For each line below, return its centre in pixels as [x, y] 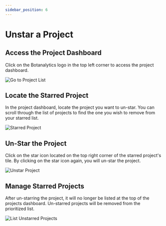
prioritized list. [20, 209]
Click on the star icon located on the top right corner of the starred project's [83, 156]
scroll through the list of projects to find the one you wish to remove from [80, 113]
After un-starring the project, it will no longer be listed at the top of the [77, 198]
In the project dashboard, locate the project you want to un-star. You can [80, 107]
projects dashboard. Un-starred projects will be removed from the [73, 204]
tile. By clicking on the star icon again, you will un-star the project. [73, 161]
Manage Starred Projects [45, 186]
